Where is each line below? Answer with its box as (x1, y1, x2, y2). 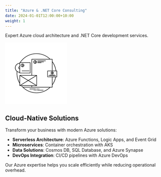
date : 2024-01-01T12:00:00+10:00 (5, 13, 74, 18)
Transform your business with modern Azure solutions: (5, 127, 117, 133)
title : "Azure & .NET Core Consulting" (5, 8, 87, 13)
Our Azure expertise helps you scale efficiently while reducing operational (5, 162, 156, 168)
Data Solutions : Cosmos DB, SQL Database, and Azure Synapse (12, 147, 143, 153)
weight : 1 (5, 18, 26, 23)
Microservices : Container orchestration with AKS (12, 142, 114, 148)
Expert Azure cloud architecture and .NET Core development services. (5, 33, 149, 39)
